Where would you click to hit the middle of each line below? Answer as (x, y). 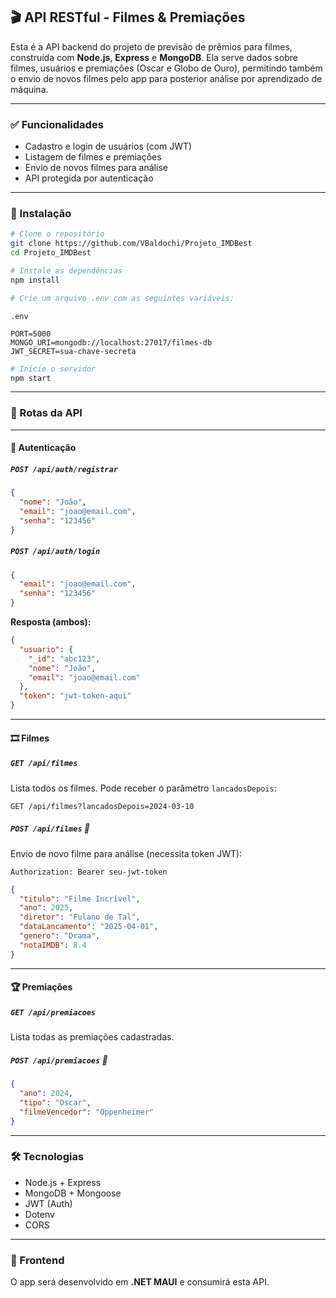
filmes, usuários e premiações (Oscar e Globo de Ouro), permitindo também (166, 68)
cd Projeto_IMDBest (51, 253)
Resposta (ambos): (51, 622)
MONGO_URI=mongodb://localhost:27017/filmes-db (111, 342)
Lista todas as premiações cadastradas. (92, 1037)
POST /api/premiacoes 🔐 (59, 1060)
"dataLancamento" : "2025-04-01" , (89, 927)
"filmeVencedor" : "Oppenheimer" (87, 1112)
